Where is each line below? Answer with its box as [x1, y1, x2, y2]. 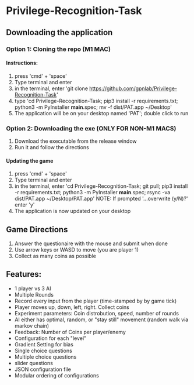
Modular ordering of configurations [14, 372, 99, 379]
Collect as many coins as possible [14, 253, 96, 260]
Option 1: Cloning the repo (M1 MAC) [6, 45, 111, 53]
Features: [6, 269, 42, 279]
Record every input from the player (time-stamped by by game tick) [14, 297, 177, 304]
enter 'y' [14, 201, 35, 208]
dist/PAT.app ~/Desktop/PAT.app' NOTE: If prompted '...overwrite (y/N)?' [14, 195, 188, 202]
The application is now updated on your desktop [14, 208, 131, 215]
